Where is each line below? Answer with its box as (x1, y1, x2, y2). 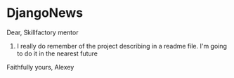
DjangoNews (6, 5, 84, 21)
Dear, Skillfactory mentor (6, 28, 79, 37)
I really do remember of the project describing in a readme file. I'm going (16, 41, 228, 50)
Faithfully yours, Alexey (6, 63, 74, 71)
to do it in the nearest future (16, 49, 98, 58)
